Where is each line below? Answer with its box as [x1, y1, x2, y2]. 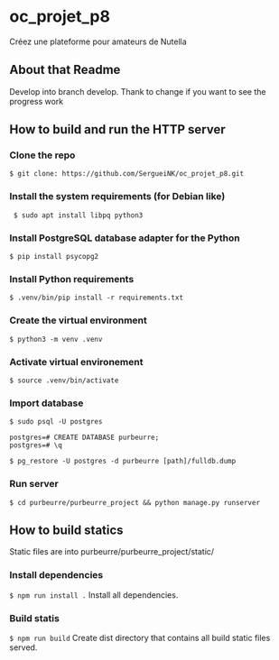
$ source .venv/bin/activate [9, 376, 119, 385]
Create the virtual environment [9, 314, 147, 326]
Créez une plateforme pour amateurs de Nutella [9, 36, 187, 47]
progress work [9, 96, 64, 106]
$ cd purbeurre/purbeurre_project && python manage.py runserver [9, 498, 260, 507]
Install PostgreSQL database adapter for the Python [9, 232, 241, 244]
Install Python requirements [9, 272, 135, 285]
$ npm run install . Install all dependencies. [9, 589, 179, 600]
